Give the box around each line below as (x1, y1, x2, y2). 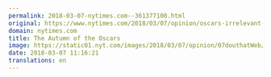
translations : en (8, 57, 67, 65)
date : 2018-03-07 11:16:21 (8, 49, 99, 57)
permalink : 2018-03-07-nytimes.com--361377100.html (8, 11, 186, 20)
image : (8, 42, 31, 50)
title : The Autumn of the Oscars (8, 34, 121, 43)
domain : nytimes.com (8, 26, 78, 34)
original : (8, 19, 42, 27)
